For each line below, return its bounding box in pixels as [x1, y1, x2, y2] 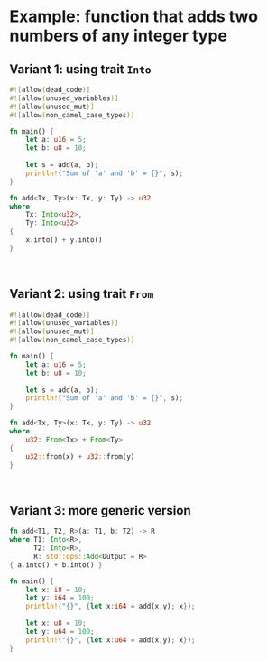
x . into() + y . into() [25, 236, 103, 245]
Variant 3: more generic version [9, 503, 191, 518]
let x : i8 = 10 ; [25, 585, 87, 594]
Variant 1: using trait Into [9, 61, 152, 77]
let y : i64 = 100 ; [25, 593, 95, 602]
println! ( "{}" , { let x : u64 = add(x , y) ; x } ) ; [25, 635, 196, 645]
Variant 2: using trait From [9, 286, 154, 302]
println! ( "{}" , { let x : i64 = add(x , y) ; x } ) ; [25, 602, 196, 611]
